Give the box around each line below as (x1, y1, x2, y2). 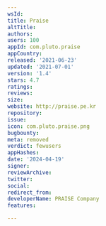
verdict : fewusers (7, 143, 61, 150)
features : (7, 202, 37, 210)
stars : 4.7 (7, 76, 40, 84)
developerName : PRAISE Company (7, 195, 100, 203)
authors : (7, 30, 33, 38)
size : (7, 97, 23, 104)
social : (7, 182, 30, 189)
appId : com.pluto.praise (7, 43, 81, 50)
